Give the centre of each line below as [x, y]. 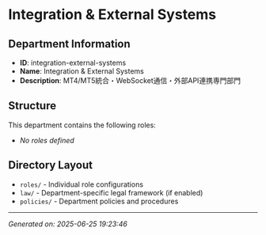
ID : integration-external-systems [73, 63]
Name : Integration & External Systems [82, 71]
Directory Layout [51, 165]
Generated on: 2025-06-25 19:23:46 [68, 224]
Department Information [69, 44]
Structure [32, 106]
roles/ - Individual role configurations [82, 184]
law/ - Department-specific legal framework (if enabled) [111, 192]
